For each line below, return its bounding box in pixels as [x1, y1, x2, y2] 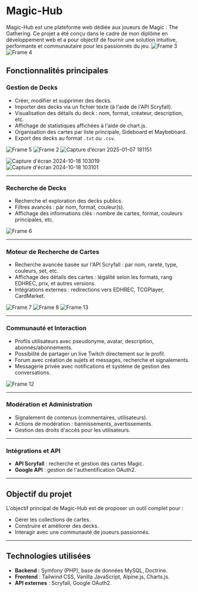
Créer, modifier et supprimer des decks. [14, 97, 112, 104]
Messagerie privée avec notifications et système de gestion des [14, 363, 170, 370]
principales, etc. [14, 216, 54, 223]
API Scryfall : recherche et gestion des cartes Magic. [14, 460, 144, 467]
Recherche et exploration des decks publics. [14, 197, 123, 204]
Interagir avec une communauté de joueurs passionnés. [14, 528, 150, 535]
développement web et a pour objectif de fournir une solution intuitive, [6, 36, 177, 43]
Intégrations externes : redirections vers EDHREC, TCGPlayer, [14, 286, 164, 293]
